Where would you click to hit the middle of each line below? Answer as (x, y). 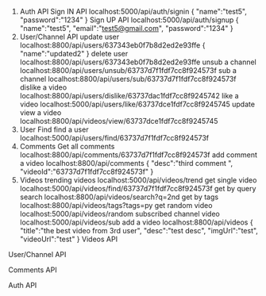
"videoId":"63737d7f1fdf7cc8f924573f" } (87, 171)
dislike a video (43, 87)
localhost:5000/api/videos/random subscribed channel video (120, 214)
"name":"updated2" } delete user (74, 54)
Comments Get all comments (67, 146)
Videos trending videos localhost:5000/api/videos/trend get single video (138, 180)
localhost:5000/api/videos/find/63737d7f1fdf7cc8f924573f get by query (138, 188)
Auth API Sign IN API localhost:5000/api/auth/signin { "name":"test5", (133, 12)
